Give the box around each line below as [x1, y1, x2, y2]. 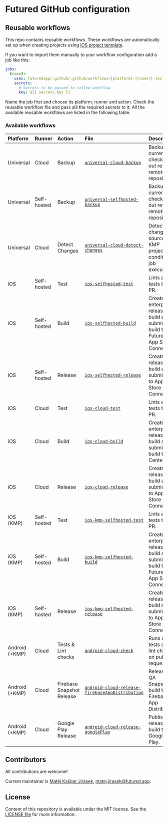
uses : [14, 76, 26, 81]
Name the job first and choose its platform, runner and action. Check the [5, 99, 154, 105]
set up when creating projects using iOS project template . [5, 42, 124, 48]
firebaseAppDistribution [84, 689, 144, 695]
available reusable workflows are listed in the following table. [5, 109, 131, 115]
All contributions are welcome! [5, 768, 68, 774]
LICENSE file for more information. [5, 811, 76, 817]
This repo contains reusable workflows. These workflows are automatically [5, 36, 160, 42]
